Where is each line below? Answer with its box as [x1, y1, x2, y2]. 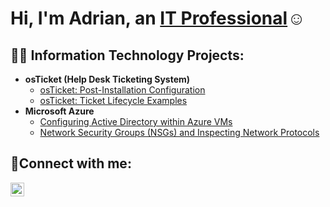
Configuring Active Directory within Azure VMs [39, 116, 233, 127]
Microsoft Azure [24, 105, 95, 117]
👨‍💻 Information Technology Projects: [10, 47, 245, 64]
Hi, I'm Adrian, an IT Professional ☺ [10, 7, 306, 30]
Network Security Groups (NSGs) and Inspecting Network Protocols [39, 127, 320, 138]
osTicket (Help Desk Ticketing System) [24, 73, 191, 85]
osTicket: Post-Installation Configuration [39, 84, 206, 96]
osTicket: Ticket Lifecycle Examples [39, 95, 188, 106]
